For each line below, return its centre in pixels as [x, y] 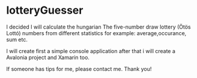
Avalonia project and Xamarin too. [48, 57]
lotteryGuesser [45, 10]
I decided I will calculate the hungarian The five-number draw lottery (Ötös [98, 27]
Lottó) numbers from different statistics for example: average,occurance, [96, 33]
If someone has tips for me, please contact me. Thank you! [79, 68]
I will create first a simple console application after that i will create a [91, 51]
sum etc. [17, 39]
